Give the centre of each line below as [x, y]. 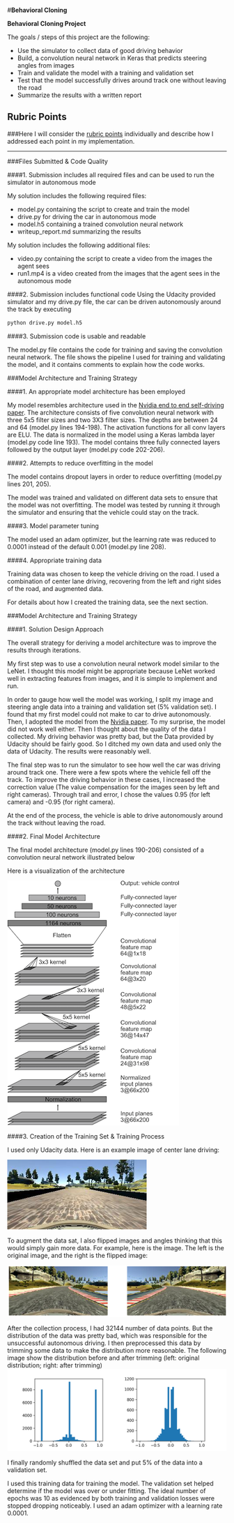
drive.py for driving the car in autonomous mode [87, 216]
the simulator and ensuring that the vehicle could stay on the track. [103, 512]
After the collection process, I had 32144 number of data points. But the [110, 1328]
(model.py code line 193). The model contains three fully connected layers [114, 442]
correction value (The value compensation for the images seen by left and [113, 787]
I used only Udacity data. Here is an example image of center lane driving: [114, 1150]
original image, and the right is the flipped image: [78, 1255]
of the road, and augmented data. [55, 588]
